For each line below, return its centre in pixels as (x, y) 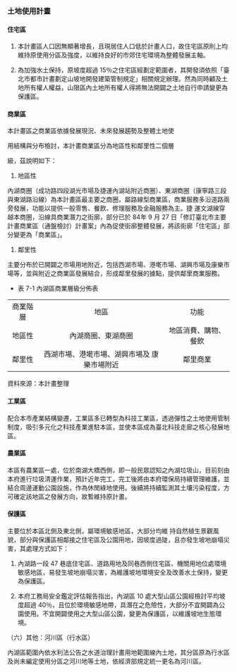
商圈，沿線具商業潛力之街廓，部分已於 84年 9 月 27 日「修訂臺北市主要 (123, 217)
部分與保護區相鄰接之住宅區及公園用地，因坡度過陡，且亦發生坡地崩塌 (121, 540)
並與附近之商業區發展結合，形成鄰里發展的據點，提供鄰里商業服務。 (124, 273)
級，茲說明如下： (32, 161)
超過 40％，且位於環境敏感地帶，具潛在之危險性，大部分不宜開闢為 (121, 604)
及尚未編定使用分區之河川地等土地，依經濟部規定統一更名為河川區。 (106, 661)
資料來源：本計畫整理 (38, 384)
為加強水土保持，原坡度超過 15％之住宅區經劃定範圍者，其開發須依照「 (120, 70)
